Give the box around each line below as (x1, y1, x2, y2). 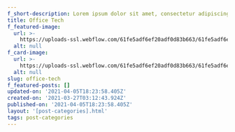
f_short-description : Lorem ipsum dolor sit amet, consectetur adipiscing (7, 10, 230, 17)
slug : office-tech (7, 75, 61, 82)
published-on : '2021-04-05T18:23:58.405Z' (7, 101, 133, 108)
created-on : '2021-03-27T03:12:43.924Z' (7, 95, 127, 102)
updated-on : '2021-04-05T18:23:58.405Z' (7, 88, 127, 95)
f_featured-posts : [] (7, 82, 71, 89)
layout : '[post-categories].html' (7, 108, 108, 115)
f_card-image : (7, 50, 49, 57)
